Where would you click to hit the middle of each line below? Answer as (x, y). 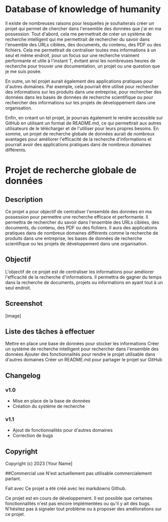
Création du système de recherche (48, 406)
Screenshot (24, 304)
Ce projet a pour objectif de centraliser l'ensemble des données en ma (79, 211)
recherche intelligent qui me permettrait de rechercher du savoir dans (77, 39)
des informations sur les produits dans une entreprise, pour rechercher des (83, 92)
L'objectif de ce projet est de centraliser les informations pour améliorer (80, 272)
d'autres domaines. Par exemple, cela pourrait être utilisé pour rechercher (82, 86)
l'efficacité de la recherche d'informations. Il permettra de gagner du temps (83, 277)
